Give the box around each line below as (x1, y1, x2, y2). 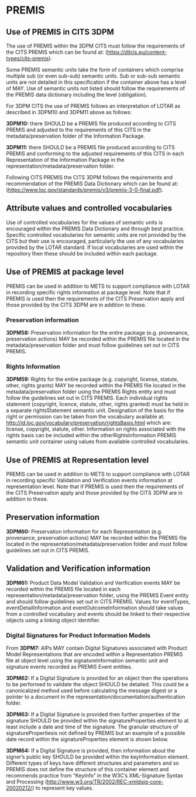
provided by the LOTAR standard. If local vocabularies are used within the (6, 244, 183, 251)
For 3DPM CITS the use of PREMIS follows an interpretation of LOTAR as (6, 103, 181, 109)
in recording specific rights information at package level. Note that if (6, 288, 171, 296)
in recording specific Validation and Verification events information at (6, 477, 173, 484)
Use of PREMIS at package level (6, 267, 124, 277)
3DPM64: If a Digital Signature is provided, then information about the (6, 747, 176, 754)
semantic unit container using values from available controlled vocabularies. (6, 438, 190, 445)
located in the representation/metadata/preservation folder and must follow (6, 540, 188, 547)
